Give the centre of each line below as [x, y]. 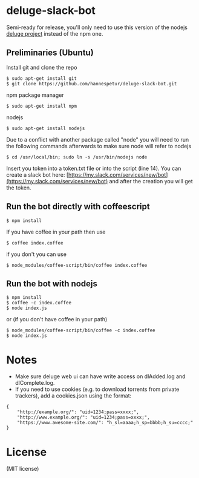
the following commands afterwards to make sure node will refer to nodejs [99, 146]
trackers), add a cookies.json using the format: [73, 396]
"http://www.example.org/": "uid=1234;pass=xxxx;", [83, 417]
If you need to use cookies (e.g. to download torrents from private [97, 389]
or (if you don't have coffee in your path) [57, 319]
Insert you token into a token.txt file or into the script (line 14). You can [94, 168]
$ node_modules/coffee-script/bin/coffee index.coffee [77, 265]
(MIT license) [23, 469]
